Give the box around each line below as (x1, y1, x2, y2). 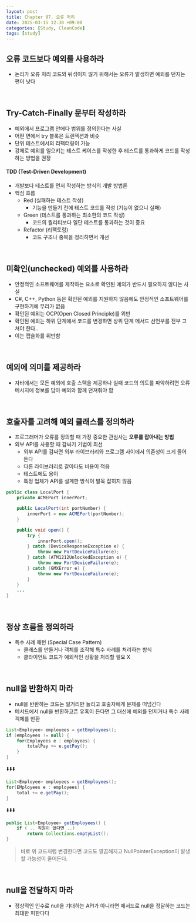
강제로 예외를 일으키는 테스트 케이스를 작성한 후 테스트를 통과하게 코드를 (14, 147, 180, 154)
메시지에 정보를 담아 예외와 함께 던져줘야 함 (14, 386, 114, 393)
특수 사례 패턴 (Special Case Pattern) (14, 638, 102, 645)
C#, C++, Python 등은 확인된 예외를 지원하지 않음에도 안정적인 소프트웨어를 (14, 295, 189, 302)
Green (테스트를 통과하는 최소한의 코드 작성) (23, 211, 125, 218)
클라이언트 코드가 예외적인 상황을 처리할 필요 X (23, 653, 131, 660)
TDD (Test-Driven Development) (6, 168, 87, 175)
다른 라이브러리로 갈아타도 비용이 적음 (23, 463, 110, 470)
